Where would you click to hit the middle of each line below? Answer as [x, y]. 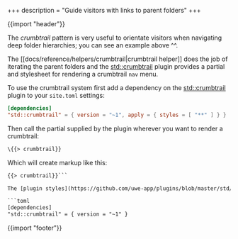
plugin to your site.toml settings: [56, 95]
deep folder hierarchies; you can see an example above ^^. [93, 45]
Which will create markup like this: [57, 162]
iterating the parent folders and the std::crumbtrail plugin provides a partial [116, 66]
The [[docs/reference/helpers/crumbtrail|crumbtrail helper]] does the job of [118, 59]
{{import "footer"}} [35, 228]
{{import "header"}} [36, 24]
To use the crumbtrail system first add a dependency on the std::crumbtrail [117, 88]
